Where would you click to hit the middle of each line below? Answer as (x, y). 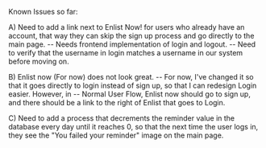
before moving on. (39, 61)
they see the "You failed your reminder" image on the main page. (116, 135)
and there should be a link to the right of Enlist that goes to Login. (117, 103)
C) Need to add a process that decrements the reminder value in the (122, 118)
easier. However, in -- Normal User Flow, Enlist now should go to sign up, (130, 94)
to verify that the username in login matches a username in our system (126, 53)
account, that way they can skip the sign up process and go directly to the (131, 36)
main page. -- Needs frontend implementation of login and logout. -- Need (132, 44)
